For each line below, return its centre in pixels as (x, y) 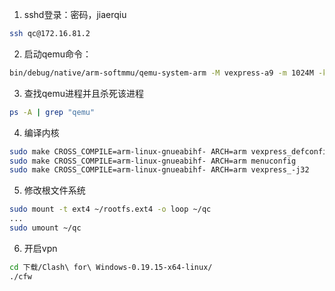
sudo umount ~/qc (45, 228)
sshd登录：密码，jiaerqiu (75, 14)
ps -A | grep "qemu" (52, 112)
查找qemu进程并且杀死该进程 (84, 93)
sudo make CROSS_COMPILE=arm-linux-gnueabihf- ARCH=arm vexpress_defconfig (170, 151)
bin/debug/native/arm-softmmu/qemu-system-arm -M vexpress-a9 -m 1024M (161, 73)
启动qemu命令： (57, 54)
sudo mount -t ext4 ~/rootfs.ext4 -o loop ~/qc (110, 209)
